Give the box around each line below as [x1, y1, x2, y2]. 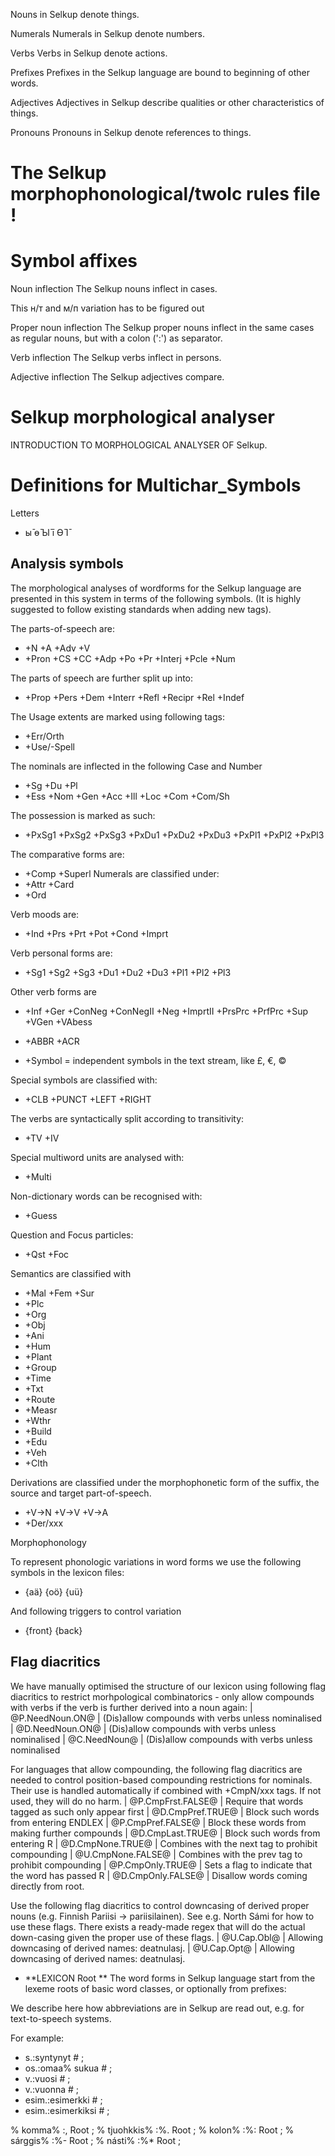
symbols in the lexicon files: [10, 1566, 125, 1578]
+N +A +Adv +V [24, 642, 91, 654]
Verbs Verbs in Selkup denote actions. [10, 47, 168, 59]
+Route [24, 1393, 56, 1405]
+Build [24, 1425, 52, 1437]
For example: [10, 2032, 65, 2044]
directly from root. [10, 1880, 85, 1892]
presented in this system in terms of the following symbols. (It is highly [10, 592, 302, 604]
